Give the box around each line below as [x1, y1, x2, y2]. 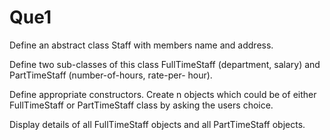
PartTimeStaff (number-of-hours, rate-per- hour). [9, 69, 213, 81]
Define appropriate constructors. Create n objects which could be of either [9, 88, 317, 100]
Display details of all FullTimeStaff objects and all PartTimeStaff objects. [9, 118, 306, 130]
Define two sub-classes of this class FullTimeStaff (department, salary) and [9, 58, 321, 70]
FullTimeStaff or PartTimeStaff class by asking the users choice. [9, 99, 274, 111]
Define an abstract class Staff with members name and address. [9, 39, 274, 51]
